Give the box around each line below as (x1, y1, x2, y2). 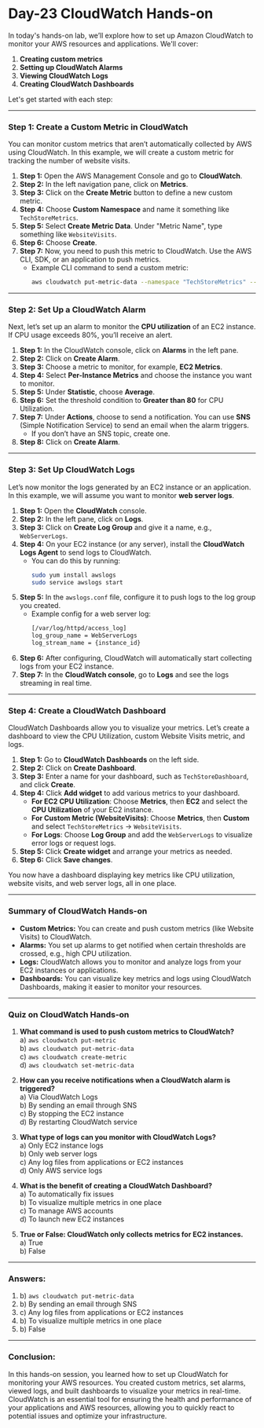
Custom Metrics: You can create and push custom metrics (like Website (19, 924, 254, 933)
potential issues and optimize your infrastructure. (8, 1411, 167, 1420)
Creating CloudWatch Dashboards (19, 79, 134, 89)
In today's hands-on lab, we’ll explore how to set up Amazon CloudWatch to (8, 31, 254, 40)
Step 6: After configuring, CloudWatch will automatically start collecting (19, 654, 252, 663)
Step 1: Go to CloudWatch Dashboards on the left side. (19, 755, 200, 764)
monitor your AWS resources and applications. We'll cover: (8, 38, 199, 48)
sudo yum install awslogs (31, 571, 116, 579)
